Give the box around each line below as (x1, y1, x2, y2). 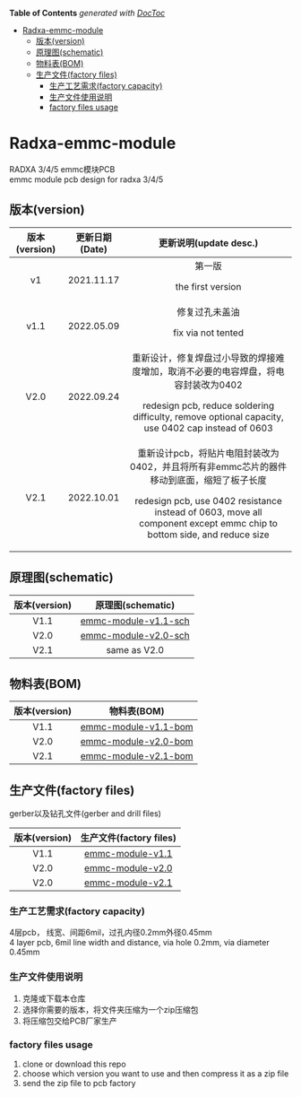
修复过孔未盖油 (176, 305, 240, 318)
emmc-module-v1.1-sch (80, 614, 190, 627)
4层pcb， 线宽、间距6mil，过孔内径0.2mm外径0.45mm (9, 927, 212, 938)
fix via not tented (173, 326, 245, 339)
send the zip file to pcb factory (21, 1078, 136, 1089)
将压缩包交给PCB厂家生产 (21, 1015, 118, 1026)
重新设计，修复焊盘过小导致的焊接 (132, 352, 276, 364)
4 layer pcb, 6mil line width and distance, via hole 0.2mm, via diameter (9, 937, 271, 948)
